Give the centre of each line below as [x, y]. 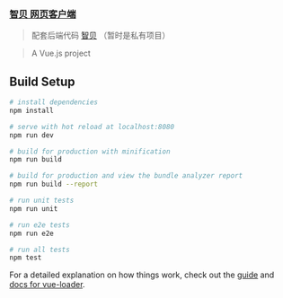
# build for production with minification [90, 151]
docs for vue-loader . [47, 285]
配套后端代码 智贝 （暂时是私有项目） [101, 35]
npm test [26, 258]
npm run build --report [54, 184]
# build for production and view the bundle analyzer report [126, 176]
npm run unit [34, 208]
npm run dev [31, 135]
